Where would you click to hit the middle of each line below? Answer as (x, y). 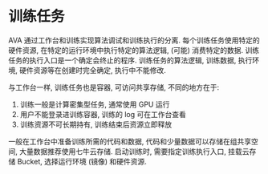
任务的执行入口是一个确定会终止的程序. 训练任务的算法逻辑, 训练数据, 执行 (130, 60)
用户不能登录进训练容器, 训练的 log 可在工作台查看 (103, 114)
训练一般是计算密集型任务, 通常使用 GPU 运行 (95, 104)
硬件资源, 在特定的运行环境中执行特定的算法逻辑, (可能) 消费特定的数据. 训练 (134, 50)
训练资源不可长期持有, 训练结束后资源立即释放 (96, 124)
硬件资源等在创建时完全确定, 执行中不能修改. (92, 70)
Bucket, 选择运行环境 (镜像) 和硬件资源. (82, 161)
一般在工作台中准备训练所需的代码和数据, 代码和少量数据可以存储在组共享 (130, 141)
